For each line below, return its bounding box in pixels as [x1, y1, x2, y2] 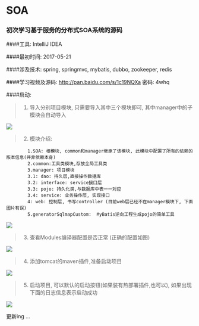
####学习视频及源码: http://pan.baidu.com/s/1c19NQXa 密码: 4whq [6, 79, 170, 86]
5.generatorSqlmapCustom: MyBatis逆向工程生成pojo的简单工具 [27, 212, 175, 218]
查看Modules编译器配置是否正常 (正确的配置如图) [29, 234, 150, 241]
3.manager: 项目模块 [27, 167, 75, 173]
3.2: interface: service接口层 [27, 180, 102, 186]
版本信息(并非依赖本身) [6, 154, 56, 161]
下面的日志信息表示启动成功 [29, 289, 98, 296]
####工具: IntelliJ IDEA [6, 41, 62, 48]
